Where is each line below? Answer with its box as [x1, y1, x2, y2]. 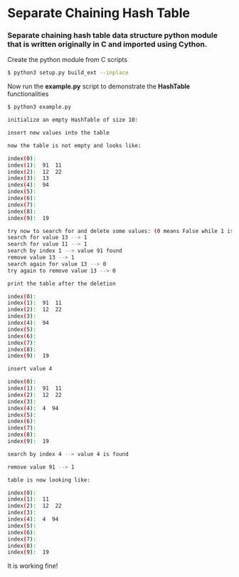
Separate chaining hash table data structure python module [7, 31, 218, 41]
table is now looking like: [7, 476, 91, 484]
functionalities [7, 90, 49, 98]
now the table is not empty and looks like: [7, 142, 142, 149]
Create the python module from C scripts [7, 56, 128, 64]
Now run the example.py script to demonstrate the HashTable [7, 82, 191, 90]
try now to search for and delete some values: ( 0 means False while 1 [7, 227, 224, 234]
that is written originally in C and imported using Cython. [7, 39, 208, 49]
